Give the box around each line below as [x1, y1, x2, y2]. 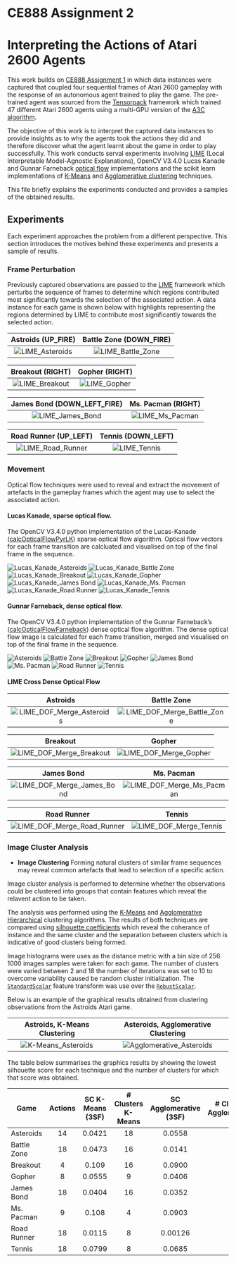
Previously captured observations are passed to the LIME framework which [7, 281, 225, 289]
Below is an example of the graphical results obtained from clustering [7, 996, 209, 1004]
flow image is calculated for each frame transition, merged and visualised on [7, 633, 229, 641]
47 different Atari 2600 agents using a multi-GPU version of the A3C [7, 106, 205, 114]
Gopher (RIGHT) [77, 367, 133, 377]
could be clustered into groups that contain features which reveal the [7, 887, 207, 896]
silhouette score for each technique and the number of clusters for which [7, 1066, 219, 1075]
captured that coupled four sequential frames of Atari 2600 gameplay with [7, 83, 223, 92]
